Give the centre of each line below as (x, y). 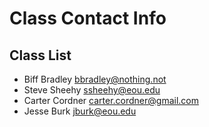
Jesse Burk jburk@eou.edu (80, 111)
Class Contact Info (88, 18)
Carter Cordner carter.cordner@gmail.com (111, 100)
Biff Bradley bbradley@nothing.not (95, 79)
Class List (40, 55)
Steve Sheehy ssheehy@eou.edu (92, 90)
